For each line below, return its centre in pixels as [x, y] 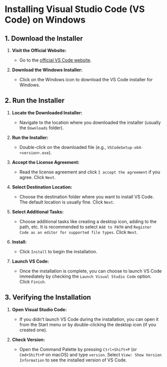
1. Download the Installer [44, 38]
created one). [33, 330]
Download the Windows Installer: [47, 70]
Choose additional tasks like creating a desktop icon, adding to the [88, 221]
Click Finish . [32, 281]
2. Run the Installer [34, 101]
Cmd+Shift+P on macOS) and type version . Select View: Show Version [90, 354]
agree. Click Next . [37, 177]
